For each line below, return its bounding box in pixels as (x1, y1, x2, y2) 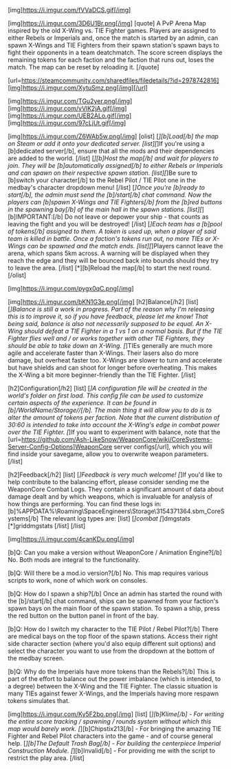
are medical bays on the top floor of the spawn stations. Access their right (8, 632, 219, 640)
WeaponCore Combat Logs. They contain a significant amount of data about (8, 485, 224, 493)
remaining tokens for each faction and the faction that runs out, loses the (8, 56, 214, 64)
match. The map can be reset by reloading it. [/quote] (8, 63, 159, 71)
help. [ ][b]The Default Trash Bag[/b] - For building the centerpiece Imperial (8, 739, 221, 747)
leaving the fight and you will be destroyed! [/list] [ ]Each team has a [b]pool (8, 220, 223, 228)
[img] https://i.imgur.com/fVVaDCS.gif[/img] (8, 6, 131, 14)
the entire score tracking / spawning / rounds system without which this (8, 717, 212, 725)
